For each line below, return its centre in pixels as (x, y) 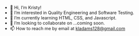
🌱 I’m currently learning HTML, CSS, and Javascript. (63, 18)
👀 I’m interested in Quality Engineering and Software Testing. (72, 13)
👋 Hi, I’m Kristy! (26, 8)
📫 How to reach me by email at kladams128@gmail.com (68, 28)
